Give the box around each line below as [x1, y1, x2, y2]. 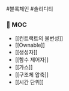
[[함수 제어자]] [14, 56, 49, 63]
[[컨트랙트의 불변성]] [14, 35, 64, 42]
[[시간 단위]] [14, 78, 44, 86]
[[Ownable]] [14, 41, 45, 49]
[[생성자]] [14, 48, 38, 56]
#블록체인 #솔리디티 [6, 5, 53, 12]
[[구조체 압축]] [14, 71, 49, 78]
